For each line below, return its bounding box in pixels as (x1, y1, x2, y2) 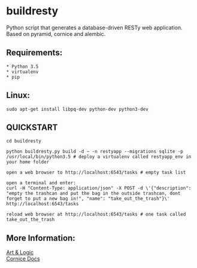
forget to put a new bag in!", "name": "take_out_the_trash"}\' (6, 196, 170, 202)
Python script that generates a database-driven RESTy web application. (6, 24, 183, 31)
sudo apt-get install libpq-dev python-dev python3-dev (6, 106, 148, 112)
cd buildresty (6, 138, 42, 144)
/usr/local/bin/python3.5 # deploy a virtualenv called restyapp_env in (6, 154, 192, 160)
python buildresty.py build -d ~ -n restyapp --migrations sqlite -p (6, 148, 184, 155)
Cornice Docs (6, 255, 40, 263)
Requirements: (6, 48, 63, 58)
